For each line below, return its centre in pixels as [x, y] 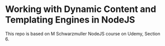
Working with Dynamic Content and [81, 9]
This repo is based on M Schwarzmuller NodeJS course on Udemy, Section [83, 33]
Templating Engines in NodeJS [70, 20]
